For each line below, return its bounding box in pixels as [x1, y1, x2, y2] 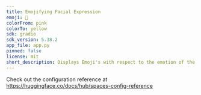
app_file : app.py [6, 43, 50, 49]
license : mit [6, 54, 39, 60]
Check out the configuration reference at [6, 76, 108, 83]
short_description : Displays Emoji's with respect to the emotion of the [6, 59, 196, 65]
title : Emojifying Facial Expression [6, 8, 101, 15]
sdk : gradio [6, 31, 36, 37]
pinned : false [6, 48, 42, 54]
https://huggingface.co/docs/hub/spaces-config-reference [6, 82, 153, 89]
